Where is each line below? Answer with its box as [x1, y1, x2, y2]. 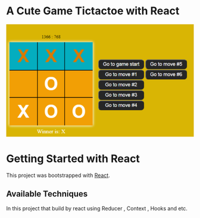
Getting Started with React [6, 152, 140, 166]
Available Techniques [6, 189, 88, 199]
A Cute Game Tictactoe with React [6, 4, 180, 18]
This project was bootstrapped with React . [6, 172, 110, 179]
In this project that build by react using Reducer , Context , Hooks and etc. [6, 204, 187, 212]
